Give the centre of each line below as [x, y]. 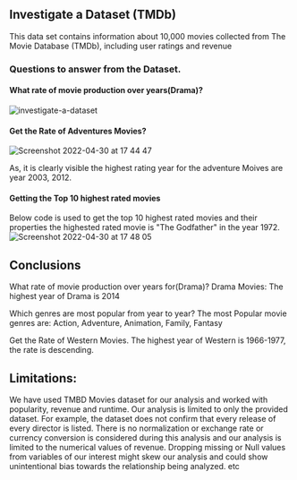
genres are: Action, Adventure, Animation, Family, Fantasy [116, 323]
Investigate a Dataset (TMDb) [93, 15]
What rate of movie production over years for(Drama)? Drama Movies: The [146, 287]
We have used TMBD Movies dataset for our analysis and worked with [139, 399]
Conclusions [45, 265]
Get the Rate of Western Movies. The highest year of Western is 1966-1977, [148, 340]
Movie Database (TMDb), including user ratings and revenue [121, 46]
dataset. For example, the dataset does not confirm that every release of [143, 418]
